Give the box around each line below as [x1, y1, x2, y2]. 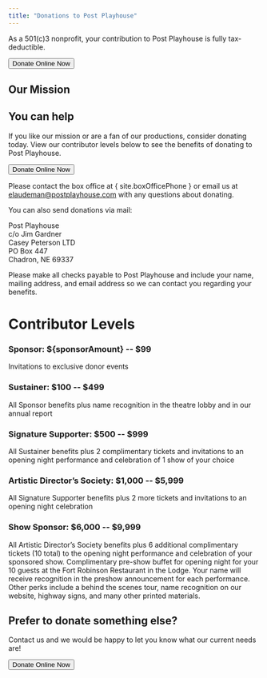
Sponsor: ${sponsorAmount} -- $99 [8, 343, 152, 354]
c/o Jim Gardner [8, 229, 62, 238]
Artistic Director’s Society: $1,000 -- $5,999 [8, 475, 184, 486]
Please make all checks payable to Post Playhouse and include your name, [8, 269, 254, 280]
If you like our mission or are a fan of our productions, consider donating [8, 131, 247, 141]
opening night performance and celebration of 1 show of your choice [8, 455, 235, 465]
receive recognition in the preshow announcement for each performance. [8, 573, 250, 584]
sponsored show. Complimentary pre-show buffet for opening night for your [8, 556, 259, 566]
